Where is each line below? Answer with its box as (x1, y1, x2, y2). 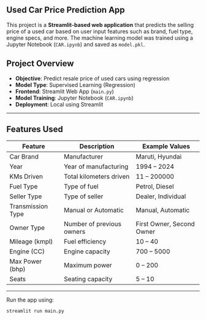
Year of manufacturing (63, 162, 129, 171)
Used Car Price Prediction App (6, 5, 125, 15)
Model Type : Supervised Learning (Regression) (15, 81, 136, 88)
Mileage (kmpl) (9, 237, 53, 246)
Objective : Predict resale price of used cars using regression (15, 75, 170, 82)
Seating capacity (63, 275, 113, 283)
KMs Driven (9, 173, 44, 181)
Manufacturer (63, 152, 103, 161)
